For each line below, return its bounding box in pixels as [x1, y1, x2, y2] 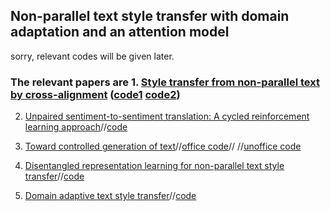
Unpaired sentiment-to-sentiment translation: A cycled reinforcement [24, 110, 310, 123]
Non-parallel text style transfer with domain [10, 8, 290, 25]
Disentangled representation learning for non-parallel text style [24, 160, 285, 172]
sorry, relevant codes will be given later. [10, 50, 175, 62]
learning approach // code [24, 121, 128, 133]
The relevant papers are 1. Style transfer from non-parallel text [10, 75, 320, 89]
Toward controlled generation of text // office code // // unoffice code [24, 140, 302, 153]
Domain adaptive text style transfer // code [24, 190, 197, 202]
